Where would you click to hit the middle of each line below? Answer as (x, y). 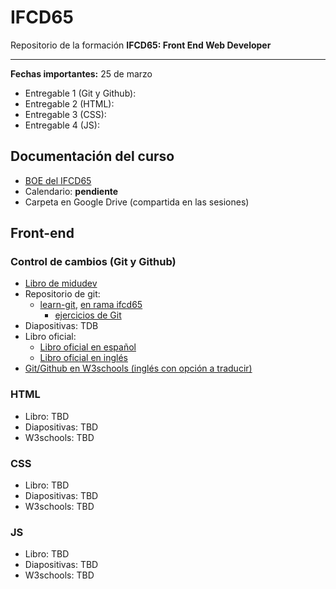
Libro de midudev (61, 283)
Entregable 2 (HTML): (69, 103)
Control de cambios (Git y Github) (93, 262)
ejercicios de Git (88, 315)
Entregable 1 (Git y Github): (80, 93)
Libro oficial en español (88, 347)
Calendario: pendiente (71, 191)
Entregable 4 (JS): (62, 125)
